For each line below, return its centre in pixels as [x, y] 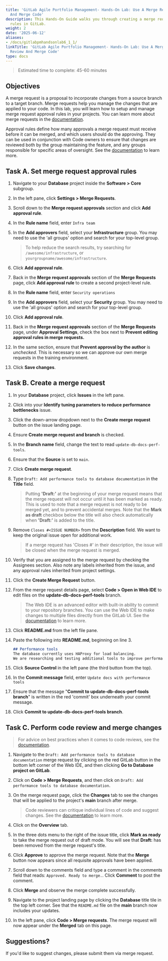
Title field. [23, 484]
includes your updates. [36, 911]
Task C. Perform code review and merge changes [84, 728]
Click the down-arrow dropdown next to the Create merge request [82, 419]
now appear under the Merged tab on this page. [62, 926]
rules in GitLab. [28, 24]
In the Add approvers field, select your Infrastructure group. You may [85, 232]
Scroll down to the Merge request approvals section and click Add [82, 208]
